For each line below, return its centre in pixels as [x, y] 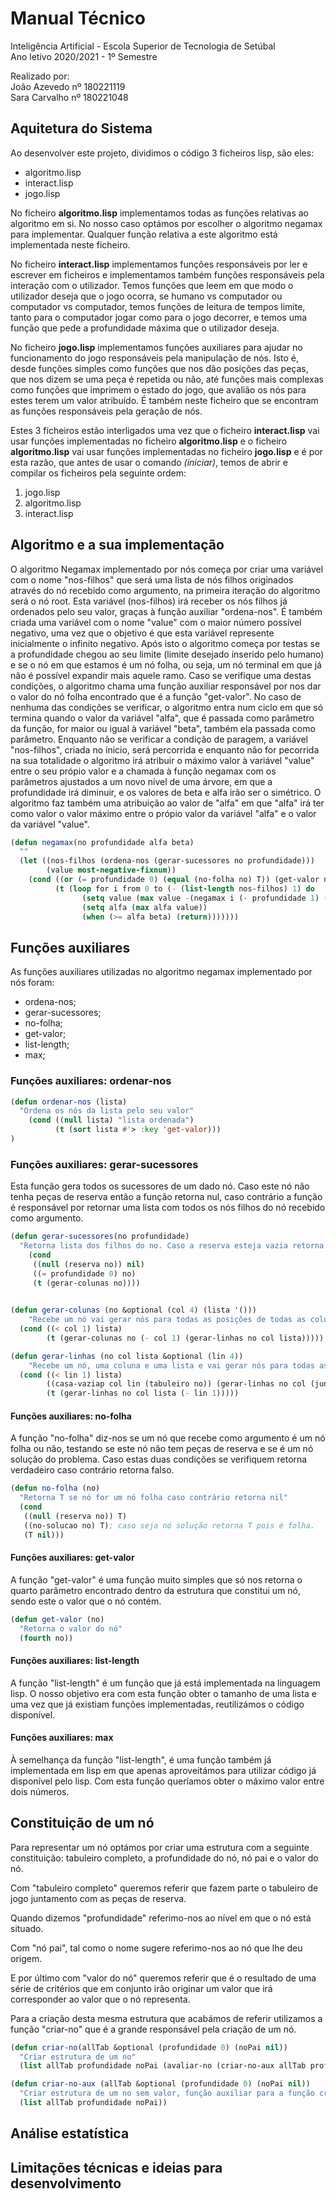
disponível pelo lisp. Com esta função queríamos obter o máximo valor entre [167, 1781]
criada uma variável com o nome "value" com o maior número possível [156, 622]
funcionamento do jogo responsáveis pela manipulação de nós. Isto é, [155, 358]
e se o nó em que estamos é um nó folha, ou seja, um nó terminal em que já [166, 664]
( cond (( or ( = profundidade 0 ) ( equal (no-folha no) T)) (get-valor [174, 880]
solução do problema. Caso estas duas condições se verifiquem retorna [159, 1459]
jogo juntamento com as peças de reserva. [98, 1898]
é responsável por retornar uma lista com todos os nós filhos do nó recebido [168, 1208]
